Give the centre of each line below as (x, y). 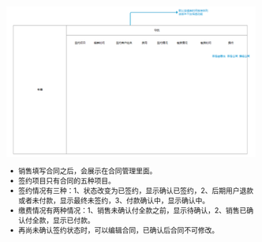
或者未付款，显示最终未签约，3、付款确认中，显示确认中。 (114, 200)
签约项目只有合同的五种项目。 (66, 180)
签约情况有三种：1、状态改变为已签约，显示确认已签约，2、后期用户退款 (136, 190)
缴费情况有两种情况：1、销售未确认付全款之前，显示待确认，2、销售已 (132, 210)
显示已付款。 (73, 220)
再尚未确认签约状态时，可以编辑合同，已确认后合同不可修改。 (118, 230)
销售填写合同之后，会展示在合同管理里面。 (87, 170)
